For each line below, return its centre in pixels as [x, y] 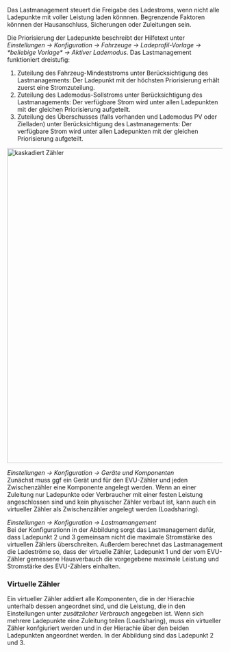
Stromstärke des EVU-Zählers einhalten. [64, 566]
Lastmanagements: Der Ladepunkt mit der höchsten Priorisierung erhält [118, 80]
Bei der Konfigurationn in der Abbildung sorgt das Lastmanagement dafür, [111, 530]
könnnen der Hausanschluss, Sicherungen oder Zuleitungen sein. [99, 24]
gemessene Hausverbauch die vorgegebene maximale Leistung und [123, 559]
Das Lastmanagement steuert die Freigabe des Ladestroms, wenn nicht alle [114, 10]
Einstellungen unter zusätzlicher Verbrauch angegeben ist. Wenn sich [105, 614]
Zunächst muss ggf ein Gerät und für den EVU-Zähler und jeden [98, 480]
